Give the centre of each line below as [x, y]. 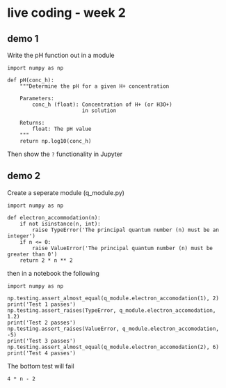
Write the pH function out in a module [61, 55]
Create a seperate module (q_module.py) [66, 192]
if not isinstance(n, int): [60, 224]
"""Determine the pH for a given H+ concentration [95, 86]
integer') [22, 236]
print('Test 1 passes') [42, 304]
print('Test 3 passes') [42, 341]
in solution [99, 111]
